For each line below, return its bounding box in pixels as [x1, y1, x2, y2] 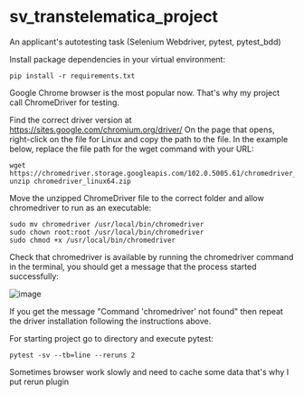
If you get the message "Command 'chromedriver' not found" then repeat [9, 305, 283, 316]
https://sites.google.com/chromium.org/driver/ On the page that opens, [9, 124, 275, 135]
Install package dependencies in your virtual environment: [9, 53, 226, 64]
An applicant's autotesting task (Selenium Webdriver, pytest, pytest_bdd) [9, 36, 282, 47]
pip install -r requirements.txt [9, 71, 136, 81]
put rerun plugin [9, 376, 70, 387]
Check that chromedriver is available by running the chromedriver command [9, 251, 294, 262]
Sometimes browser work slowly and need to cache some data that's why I [9, 366, 290, 377]
